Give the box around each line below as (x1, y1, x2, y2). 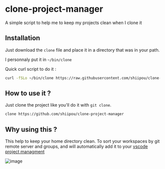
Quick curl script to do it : (5, 66, 56, 72)
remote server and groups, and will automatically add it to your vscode (5, 143, 148, 149)
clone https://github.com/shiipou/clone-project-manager (5, 112, 124, 116)
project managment (5, 149, 45, 155)
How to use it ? (5, 89, 51, 98)
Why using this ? (5, 125, 57, 134)
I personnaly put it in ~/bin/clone (5, 56, 72, 62)
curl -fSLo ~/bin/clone (5, 75, 54, 81)
